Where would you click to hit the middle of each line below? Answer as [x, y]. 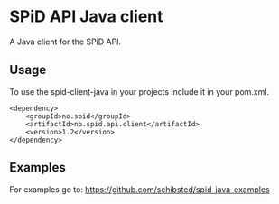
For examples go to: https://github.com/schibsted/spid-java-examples [139, 189]
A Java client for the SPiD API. [65, 42]
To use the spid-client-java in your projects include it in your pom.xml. [139, 91]
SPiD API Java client [87, 17]
